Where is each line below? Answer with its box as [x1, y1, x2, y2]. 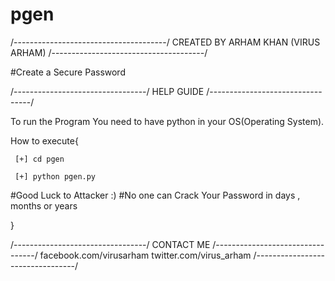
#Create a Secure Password [10, 66, 126, 78]
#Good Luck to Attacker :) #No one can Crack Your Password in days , [10, 189, 301, 201]
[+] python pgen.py [14, 171, 97, 182]
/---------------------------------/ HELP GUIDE [10, 85, 205, 97]
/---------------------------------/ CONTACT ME [10, 238, 211, 250]
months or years [10, 199, 78, 212]
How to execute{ [10, 134, 79, 147]
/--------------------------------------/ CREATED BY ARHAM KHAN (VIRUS [10, 36, 321, 48]
